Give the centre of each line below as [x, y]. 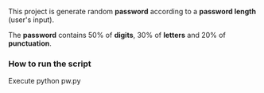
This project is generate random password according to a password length [132, 11]
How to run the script [50, 64]
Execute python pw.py [45, 81]
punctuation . [30, 43]
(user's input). [31, 20]
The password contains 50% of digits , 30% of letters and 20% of [117, 35]
